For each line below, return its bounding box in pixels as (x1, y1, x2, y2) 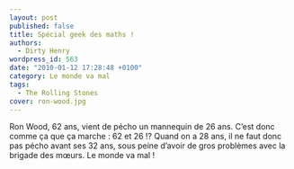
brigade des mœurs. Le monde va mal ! (9, 150, 156, 161)
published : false (9, 22, 75, 31)
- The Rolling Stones (17, 88, 99, 97)
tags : (9, 80, 30, 89)
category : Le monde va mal (9, 72, 111, 81)
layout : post (9, 13, 58, 22)
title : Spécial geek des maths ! (9, 30, 135, 39)
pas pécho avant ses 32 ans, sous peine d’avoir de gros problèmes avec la (9, 140, 286, 151)
